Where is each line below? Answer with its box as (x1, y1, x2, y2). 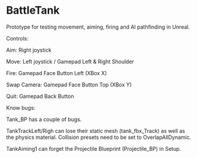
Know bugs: (6, 104, 36, 111)
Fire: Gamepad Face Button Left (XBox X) (6, 69, 107, 76)
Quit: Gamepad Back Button (6, 92, 74, 100)
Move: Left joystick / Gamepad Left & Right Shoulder (6, 58, 135, 65)
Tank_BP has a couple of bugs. (6, 116, 82, 123)
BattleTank (6, 4, 60, 17)
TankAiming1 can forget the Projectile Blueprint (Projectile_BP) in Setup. (6, 145, 182, 152)
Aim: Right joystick (6, 46, 52, 54)
